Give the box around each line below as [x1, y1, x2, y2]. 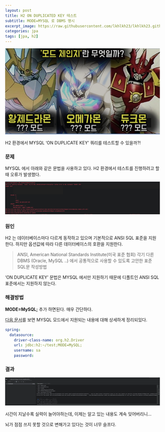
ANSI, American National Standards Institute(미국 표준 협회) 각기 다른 [17, 252, 154, 258]
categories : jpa [5, 29, 38, 34]
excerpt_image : [5, 24, 36, 29]
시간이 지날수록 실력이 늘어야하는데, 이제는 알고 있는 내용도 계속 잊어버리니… [5, 411, 152, 417]
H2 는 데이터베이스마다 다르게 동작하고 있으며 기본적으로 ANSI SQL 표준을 [5, 235, 147, 241]
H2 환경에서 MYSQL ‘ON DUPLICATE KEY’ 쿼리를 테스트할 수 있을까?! [5, 139, 141, 145]
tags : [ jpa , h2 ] [5, 34, 38, 39]
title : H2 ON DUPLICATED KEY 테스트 [5, 13, 77, 18]
